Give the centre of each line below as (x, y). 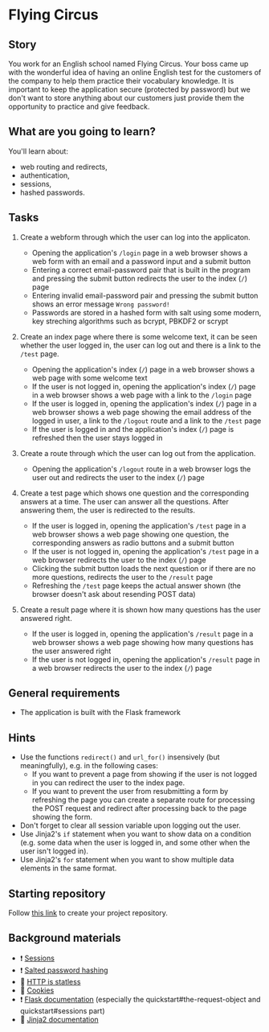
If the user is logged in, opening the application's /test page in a (139, 525)
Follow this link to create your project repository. (88, 913)
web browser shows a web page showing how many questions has (143, 642)
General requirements (64, 693)
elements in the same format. (68, 868)
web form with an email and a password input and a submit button (141, 261)
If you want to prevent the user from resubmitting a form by (130, 791)
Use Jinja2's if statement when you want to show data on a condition (135, 834)
